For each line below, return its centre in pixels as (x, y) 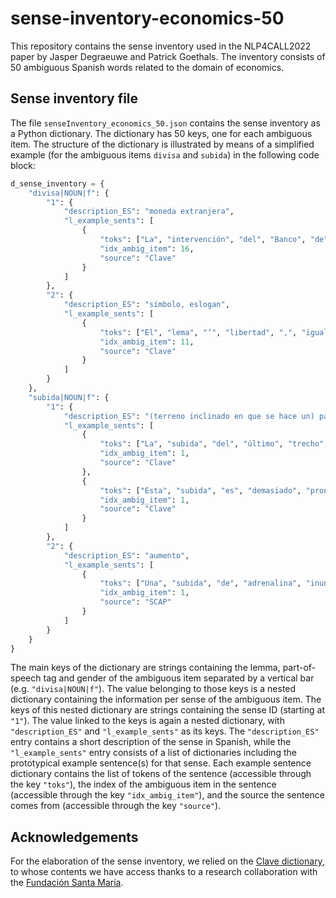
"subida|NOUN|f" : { (69, 397)
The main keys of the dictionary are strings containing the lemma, (145, 668)
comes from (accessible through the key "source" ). (116, 806)
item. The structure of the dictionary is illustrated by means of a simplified (162, 144)
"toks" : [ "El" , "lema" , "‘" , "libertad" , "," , (198, 332)
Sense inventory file (74, 98)
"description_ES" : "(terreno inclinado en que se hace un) (189, 416)
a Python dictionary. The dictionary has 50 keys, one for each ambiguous (161, 133)
